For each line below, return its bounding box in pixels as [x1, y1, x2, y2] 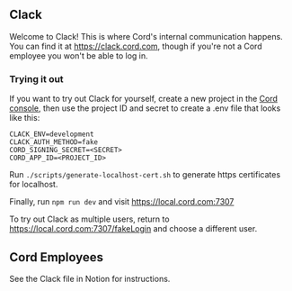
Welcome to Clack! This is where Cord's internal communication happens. [9, 31, 283, 41]
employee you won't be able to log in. [9, 50, 148, 61]
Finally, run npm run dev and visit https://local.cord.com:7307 [9, 196, 234, 207]
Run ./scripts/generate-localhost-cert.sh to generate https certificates [9, 169, 281, 180]
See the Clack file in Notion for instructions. [9, 273, 171, 284]
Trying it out [9, 72, 65, 85]
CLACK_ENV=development [9, 130, 94, 139]
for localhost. [9, 179, 58, 190]
